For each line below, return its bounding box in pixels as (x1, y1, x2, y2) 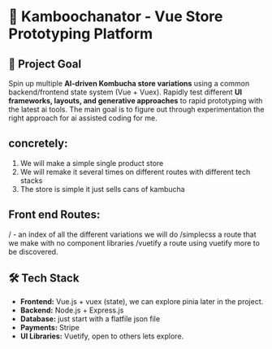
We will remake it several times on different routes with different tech (19, 167, 251, 177)
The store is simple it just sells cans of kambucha (19, 184, 185, 194)
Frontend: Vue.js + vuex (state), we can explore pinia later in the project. (19, 297, 264, 307)
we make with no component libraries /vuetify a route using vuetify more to (8, 238, 260, 247)
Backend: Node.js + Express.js (19, 305, 124, 316)
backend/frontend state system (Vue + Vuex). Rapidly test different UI (8, 87, 242, 97)
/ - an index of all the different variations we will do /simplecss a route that (8, 229, 257, 239)
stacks (19, 175, 43, 185)
